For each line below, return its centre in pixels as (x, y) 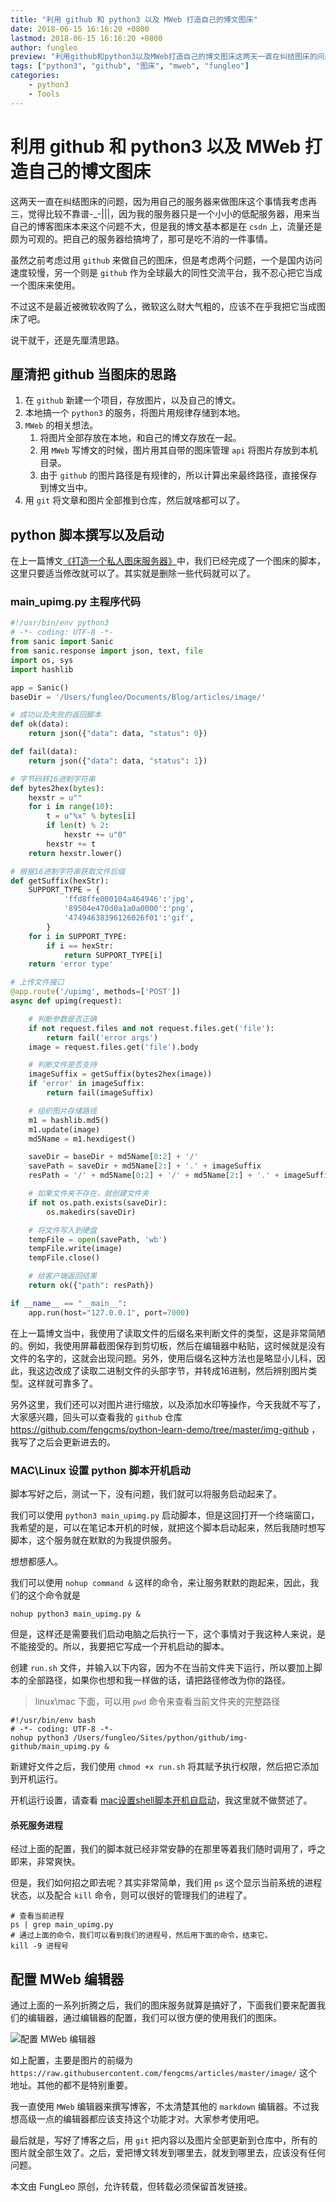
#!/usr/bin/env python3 (60, 623)
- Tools (44, 94)
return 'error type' (71, 964)
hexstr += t (71, 844)
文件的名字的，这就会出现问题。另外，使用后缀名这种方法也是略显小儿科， (163, 1358)
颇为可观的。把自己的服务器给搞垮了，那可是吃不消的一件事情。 (141, 238)
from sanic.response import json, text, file (106, 651)
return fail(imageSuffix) (100, 1093)
